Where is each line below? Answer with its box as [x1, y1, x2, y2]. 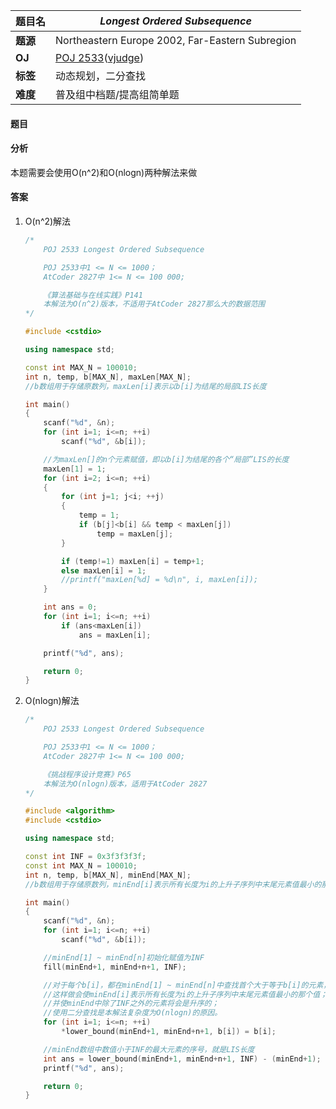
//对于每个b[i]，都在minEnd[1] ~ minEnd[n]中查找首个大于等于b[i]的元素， [43, 980, 332, 990]
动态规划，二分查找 [55, 69, 147, 83]
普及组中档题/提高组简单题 [55, 88, 180, 101]
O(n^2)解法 [24, 215, 72, 227]
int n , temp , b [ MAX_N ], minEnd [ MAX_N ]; [24, 870, 192, 880]
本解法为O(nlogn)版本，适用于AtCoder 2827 [43, 779, 208, 789]
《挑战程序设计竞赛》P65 [43, 769, 132, 779]
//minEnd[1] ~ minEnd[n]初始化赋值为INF [43, 952, 205, 963]
